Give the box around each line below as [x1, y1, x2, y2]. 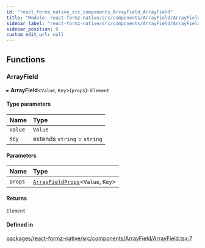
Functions [6, 54, 46, 65]
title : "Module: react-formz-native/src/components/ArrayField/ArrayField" [6, 15, 203, 21]
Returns [6, 194, 27, 202]
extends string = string [32, 135, 103, 144]
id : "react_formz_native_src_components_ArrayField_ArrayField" [6, 9, 173, 15]
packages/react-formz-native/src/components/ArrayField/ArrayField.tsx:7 [6, 235, 193, 242]
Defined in [6, 221, 34, 228]
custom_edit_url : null [6, 32, 64, 38]
